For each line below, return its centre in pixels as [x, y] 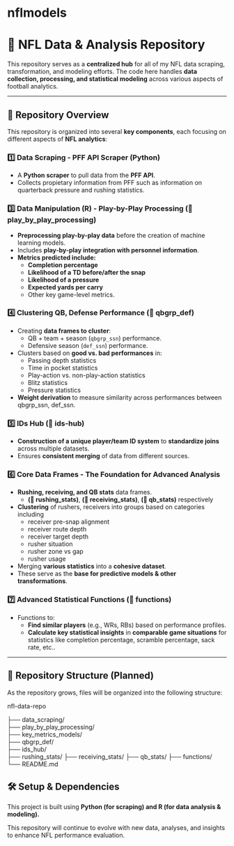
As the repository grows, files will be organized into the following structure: [115, 693]
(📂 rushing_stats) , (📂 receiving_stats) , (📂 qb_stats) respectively [120, 499]
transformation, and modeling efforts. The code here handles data [102, 72]
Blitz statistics [48, 382]
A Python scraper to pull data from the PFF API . [86, 175]
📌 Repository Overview [58, 115]
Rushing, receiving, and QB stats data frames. [85, 492]
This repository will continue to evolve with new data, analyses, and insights [116, 828]
